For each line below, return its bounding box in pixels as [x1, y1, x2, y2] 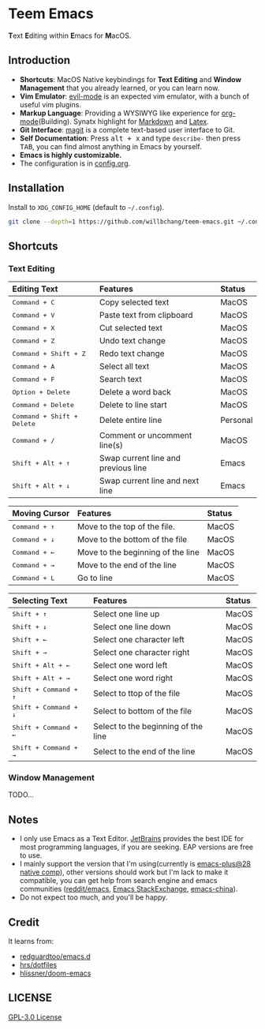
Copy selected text [99, 297, 170, 308]
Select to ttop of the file [93, 688, 181, 699]
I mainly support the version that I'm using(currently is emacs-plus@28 [19, 859, 251, 869]
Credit [8, 915, 39, 929]
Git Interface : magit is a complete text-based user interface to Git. [19, 125, 235, 134]
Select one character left [93, 634, 185, 645]
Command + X [12, 324, 55, 332]
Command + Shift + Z [12, 349, 86, 357]
